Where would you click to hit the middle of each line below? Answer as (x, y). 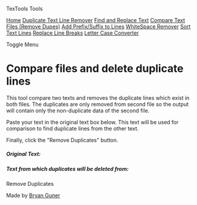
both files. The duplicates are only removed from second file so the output (98, 104)
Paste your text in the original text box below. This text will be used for (93, 122)
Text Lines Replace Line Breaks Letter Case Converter (73, 33)
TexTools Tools (24, 9)
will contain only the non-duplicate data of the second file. (78, 111)
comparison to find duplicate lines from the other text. (73, 128)
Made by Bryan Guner (33, 195)
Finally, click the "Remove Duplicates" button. (62, 140)
